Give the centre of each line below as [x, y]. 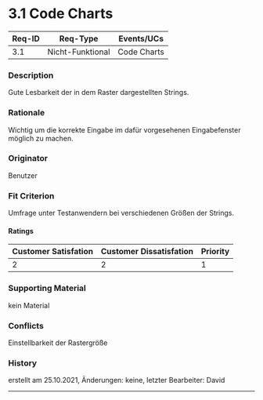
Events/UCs [141, 38]
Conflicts [26, 325]
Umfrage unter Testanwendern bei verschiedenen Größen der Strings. [121, 213]
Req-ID [26, 38]
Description [31, 75]
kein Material [29, 305]
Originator [28, 158]
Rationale [27, 113]
